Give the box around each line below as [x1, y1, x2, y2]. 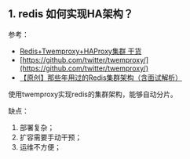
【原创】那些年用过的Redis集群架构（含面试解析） [19, 73, 183, 82]
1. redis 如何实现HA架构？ [8, 7, 133, 21]
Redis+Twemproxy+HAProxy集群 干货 [19, 46, 142, 56]
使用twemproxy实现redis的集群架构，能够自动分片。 [8, 89, 178, 99]
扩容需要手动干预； [19, 132, 82, 142]
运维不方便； [19, 142, 61, 151]
